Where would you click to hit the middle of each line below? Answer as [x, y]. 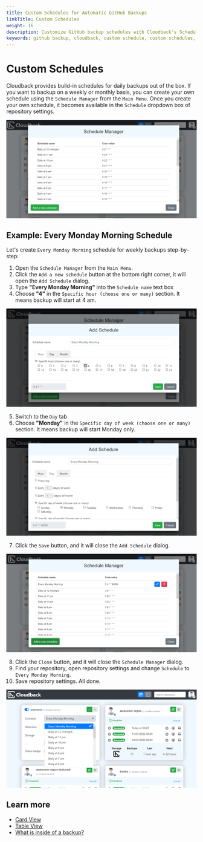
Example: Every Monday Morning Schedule [89, 235]
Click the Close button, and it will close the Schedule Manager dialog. [99, 662]
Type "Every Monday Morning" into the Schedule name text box [94, 287]
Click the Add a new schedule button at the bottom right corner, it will [100, 275]
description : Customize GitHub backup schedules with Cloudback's [92, 32]
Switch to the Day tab [41, 417]
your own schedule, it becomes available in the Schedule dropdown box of [98, 105]
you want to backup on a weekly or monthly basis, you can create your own [100, 92]
